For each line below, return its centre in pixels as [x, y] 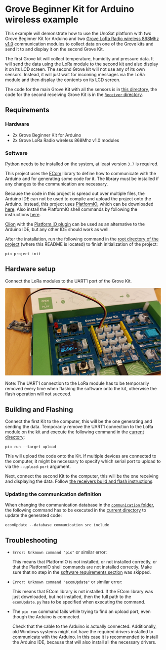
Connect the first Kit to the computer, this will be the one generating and [79, 421]
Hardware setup [30, 269]
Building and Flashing [39, 409]
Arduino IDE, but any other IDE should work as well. [58, 229]
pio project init [23, 254]
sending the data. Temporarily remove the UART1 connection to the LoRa [79, 427]
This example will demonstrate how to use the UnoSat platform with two [78, 33]
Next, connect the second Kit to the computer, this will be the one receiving [82, 476]
